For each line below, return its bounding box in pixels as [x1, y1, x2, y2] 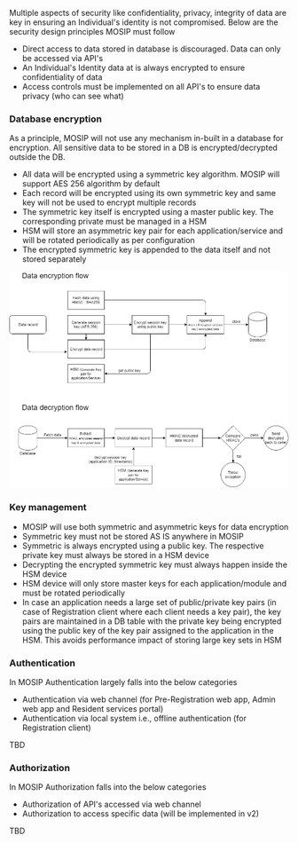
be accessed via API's [21, 53, 104, 63]
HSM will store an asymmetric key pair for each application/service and [21, 225, 284, 236]
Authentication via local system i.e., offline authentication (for [21, 713, 247, 723]
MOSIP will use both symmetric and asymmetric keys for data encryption [21, 521, 289, 532]
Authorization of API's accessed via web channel [21, 799, 201, 810]
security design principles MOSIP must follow [9, 27, 176, 36]
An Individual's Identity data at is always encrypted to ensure [21, 62, 246, 73]
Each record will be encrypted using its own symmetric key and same [21, 188, 277, 199]
